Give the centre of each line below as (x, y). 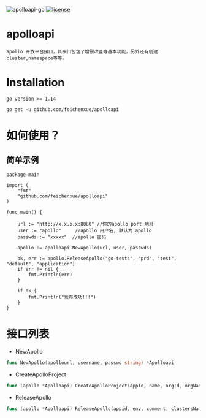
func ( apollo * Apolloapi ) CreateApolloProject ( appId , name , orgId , (94, 386)
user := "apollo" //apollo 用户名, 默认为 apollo (85, 230)
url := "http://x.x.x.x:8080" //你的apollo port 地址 (86, 224)
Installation (36, 82)
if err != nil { (38, 269)
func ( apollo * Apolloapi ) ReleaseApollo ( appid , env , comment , (87, 408)
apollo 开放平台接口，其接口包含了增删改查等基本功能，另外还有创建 (82, 51)
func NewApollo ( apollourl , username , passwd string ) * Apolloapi (90, 363)
